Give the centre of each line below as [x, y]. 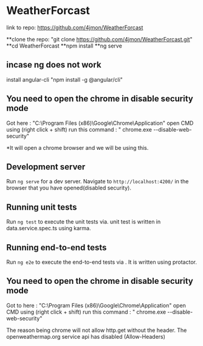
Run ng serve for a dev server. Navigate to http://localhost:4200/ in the [98, 182]
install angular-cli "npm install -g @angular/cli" [65, 79]
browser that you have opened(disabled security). [69, 188]
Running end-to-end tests [57, 247]
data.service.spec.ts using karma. [49, 228]
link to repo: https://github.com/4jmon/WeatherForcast [75, 27]
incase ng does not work [54, 65]
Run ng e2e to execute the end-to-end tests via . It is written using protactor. [102, 262]
